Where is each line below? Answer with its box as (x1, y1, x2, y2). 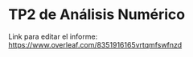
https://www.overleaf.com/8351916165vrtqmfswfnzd (8, 40, 183, 49)
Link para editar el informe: (8, 32, 98, 41)
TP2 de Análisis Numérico (8, 6, 186, 24)
